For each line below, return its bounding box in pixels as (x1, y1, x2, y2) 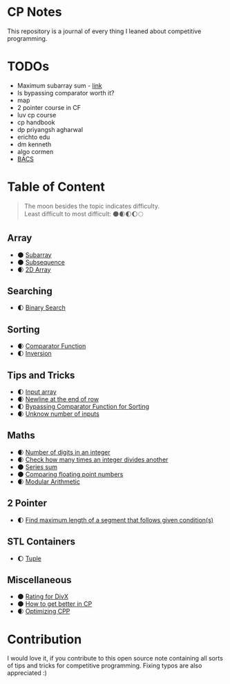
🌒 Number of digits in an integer (17, 448, 111, 456)
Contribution (7, 631, 82, 647)
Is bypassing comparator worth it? (17, 88, 115, 97)
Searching (7, 285, 53, 297)
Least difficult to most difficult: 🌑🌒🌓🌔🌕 (23, 209, 144, 218)
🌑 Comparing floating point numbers (17, 470, 124, 478)
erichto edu (17, 133, 50, 141)
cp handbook (17, 118, 55, 126)
